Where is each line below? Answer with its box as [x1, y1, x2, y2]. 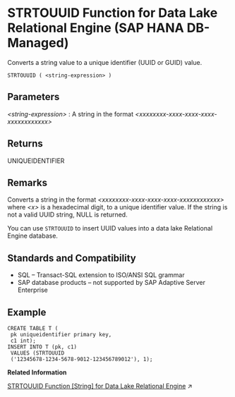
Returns [7, 138, 44, 149]
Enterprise [17, 286, 48, 294]
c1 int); [10, 337, 37, 344]
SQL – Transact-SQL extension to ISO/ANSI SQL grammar [17, 271, 185, 279]
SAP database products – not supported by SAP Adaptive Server [17, 279, 206, 287]
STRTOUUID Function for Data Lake [7, 5, 218, 21]
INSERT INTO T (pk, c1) [7, 343, 78, 350]
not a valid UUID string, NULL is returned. [7, 210, 128, 219]
